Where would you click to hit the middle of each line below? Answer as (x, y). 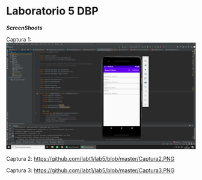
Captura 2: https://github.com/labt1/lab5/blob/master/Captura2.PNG (90, 159)
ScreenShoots (24, 28)
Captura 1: (19, 39)
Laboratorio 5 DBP (53, 11)
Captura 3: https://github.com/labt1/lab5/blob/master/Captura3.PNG (90, 170)
